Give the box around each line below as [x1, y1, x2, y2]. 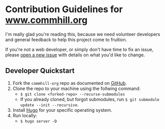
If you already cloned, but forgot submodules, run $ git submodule [20, 96, 160, 102]
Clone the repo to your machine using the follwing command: [12, 85, 141, 91]
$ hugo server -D [20, 118, 57, 124]
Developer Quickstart [5, 67, 75, 75]
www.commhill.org [5, 14, 88, 26]
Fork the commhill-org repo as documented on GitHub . [12, 80, 127, 86]
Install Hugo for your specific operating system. [12, 107, 113, 113]
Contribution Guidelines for [5, 4, 123, 15]
